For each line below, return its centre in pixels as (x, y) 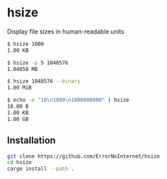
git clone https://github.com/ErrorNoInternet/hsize (83, 156)
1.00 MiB (19, 88)
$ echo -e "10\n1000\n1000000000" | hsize (68, 100)
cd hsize (19, 163)
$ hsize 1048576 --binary (44, 81)
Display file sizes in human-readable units (66, 31)
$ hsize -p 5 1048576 (38, 63)
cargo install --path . (41, 169)
